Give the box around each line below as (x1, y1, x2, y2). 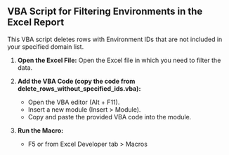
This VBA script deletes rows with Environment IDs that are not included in (7, 35, 223, 43)
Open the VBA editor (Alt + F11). (27, 98, 120, 106)
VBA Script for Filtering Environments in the (7, 6, 203, 17)
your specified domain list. (7, 42, 84, 51)
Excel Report (7, 17, 65, 29)
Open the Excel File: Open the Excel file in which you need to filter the (17, 56, 221, 64)
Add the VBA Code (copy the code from (17, 77, 136, 85)
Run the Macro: (17, 126, 64, 135)
